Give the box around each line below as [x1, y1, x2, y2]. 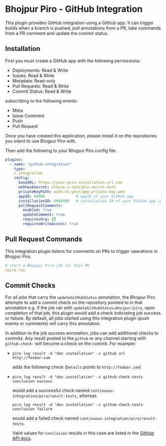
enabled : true [23, 207, 52, 213]
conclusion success [12, 379, 53, 384]
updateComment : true [23, 212, 65, 217]
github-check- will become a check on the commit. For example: [5, 341, 136, 347]
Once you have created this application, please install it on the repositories [5, 132, 157, 139]
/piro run [5, 268, 26, 273]
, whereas [76, 393, 97, 399]
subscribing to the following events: [5, 98, 78, 104]
